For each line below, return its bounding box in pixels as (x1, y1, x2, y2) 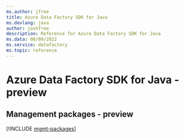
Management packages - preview (6, 109, 134, 120)
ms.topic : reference (6, 48, 58, 54)
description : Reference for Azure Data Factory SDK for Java (6, 31, 161, 37)
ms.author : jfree (6, 8, 49, 15)
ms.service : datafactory (6, 42, 68, 48)
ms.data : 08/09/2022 (6, 36, 58, 42)
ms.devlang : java (6, 20, 49, 26)
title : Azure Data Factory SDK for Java (6, 14, 108, 20)
